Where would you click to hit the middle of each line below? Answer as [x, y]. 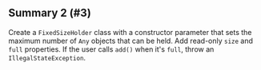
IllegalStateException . [47, 57]
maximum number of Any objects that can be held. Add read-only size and [131, 41]
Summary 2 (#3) [50, 13]
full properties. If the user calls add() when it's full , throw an [111, 49]
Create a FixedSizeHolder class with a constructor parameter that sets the [130, 32]
